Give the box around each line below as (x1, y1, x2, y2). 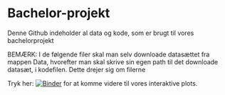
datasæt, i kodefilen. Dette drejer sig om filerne (7, 65, 146, 74)
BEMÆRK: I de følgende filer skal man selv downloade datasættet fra (7, 50, 210, 59)
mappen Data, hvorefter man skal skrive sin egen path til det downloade (7, 57, 219, 66)
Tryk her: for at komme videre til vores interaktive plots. (7, 79, 198, 87)
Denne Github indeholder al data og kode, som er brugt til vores (7, 29, 194, 37)
